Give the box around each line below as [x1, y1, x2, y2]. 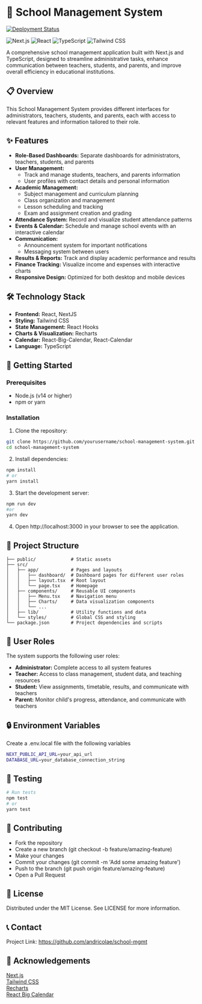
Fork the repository [14, 839, 63, 847]
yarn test [6, 806, 31, 812]
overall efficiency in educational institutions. [6, 68, 115, 75]
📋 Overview [6, 86, 54, 97]
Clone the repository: [14, 427, 68, 434]
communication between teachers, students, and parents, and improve [6, 62, 182, 69]
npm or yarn [14, 398, 46, 406]
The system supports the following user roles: [6, 652, 120, 659]
